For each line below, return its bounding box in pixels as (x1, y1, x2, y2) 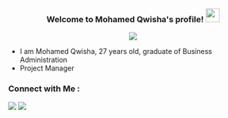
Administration (19, 55, 68, 65)
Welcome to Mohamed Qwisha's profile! (46, 13, 204, 25)
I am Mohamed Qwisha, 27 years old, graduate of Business (19, 47, 212, 56)
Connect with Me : (8, 83, 81, 94)
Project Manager (19, 63, 74, 73)
